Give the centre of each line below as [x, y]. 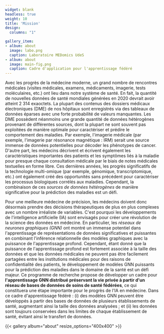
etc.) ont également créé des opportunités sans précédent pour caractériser [82, 177]
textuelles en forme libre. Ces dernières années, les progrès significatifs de [81, 166]
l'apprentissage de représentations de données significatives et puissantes [81, 233]
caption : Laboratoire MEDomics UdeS [47, 55]
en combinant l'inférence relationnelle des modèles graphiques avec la [76, 238]
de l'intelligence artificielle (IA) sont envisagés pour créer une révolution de [81, 218]
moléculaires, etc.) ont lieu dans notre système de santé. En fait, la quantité [81, 93]
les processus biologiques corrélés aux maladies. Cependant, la [70, 182]
